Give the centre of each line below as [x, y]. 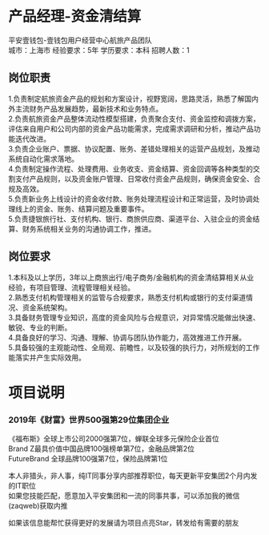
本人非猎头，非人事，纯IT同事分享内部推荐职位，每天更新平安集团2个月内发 [133, 476]
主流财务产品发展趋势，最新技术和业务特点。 [88, 108]
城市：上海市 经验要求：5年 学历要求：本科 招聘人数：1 [99, 50]
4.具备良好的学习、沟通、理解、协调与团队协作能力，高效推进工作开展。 [127, 337]
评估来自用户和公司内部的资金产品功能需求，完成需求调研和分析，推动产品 [131, 128]
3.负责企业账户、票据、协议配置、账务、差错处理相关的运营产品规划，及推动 [134, 148]
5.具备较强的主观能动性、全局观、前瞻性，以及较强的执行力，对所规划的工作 [134, 347]
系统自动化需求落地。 [43, 159]
